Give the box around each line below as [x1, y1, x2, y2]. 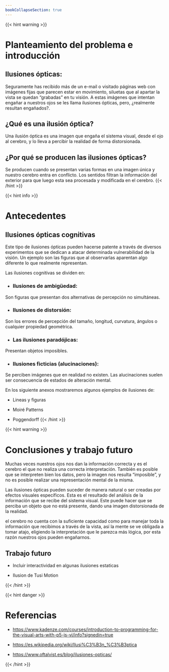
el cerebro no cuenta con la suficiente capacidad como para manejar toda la [5, 518, 164, 525]
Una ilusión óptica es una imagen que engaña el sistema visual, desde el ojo [5, 133, 163, 139]
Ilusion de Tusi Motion [12, 572, 59, 578]
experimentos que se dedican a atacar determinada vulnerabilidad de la [5, 249, 155, 255]
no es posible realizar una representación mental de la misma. [5, 477, 134, 483]
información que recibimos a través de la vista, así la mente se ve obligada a [5, 524, 164, 530]
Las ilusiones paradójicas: [12, 336, 78, 343]
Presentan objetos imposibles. [5, 348, 68, 354]
